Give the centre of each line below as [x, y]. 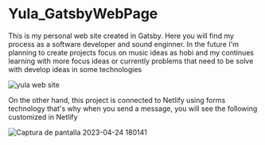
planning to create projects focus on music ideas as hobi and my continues [131, 52]
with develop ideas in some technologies [75, 69]
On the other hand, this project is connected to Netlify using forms [117, 100]
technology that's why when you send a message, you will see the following [133, 109]
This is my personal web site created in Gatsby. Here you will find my [121, 36]
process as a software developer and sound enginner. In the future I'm [124, 44]
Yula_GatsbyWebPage [83, 14]
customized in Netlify [43, 116]
